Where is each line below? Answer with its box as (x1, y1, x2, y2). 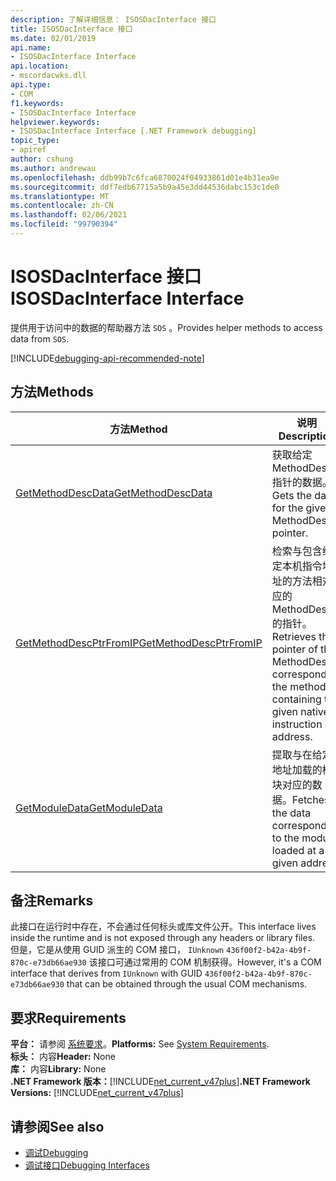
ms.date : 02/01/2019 (10, 33, 97, 43)
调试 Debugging (24, 1147, 89, 1159)
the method (271, 679, 327, 693)
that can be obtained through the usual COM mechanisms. (66, 978, 308, 990)
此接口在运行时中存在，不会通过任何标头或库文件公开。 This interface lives (10, 921, 317, 933)
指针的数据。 (271, 475, 333, 489)
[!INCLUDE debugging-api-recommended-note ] (10, 352, 205, 364)
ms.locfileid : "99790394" (10, 219, 118, 230)
